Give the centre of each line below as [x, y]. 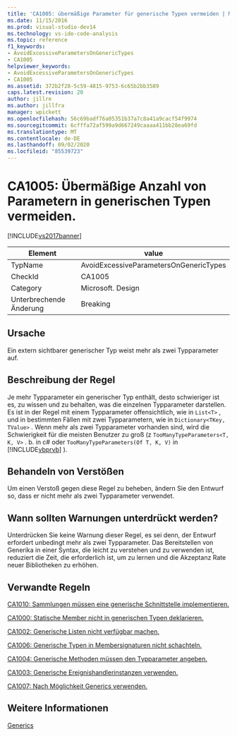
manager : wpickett [34, 112]
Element [42, 253]
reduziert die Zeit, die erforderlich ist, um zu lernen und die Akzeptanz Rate [117, 558]
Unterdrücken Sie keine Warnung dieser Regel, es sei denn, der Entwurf [112, 535]
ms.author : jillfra [36, 106]
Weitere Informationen [58, 708]
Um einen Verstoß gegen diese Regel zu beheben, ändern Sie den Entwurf [116, 489]
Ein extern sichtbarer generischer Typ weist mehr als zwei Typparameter [113, 350]
